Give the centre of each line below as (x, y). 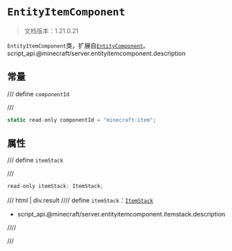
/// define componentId (38, 94)
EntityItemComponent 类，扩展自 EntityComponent (75, 45)
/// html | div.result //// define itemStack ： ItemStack (80, 201)
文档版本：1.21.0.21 (51, 30)
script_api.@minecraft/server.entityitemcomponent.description (96, 53)
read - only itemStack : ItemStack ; (55, 186)
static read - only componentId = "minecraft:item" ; (82, 120)
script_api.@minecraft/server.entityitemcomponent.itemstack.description (121, 214)
